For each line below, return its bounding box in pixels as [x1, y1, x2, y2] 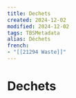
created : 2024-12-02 [7, 17, 67, 23]
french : [7, 42, 30, 49]
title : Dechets [7, 10, 51, 17]
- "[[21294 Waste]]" [7, 49, 67, 56]
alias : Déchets [7, 36, 51, 43]
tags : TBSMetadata [7, 29, 60, 37]
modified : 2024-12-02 [7, 23, 70, 30]
